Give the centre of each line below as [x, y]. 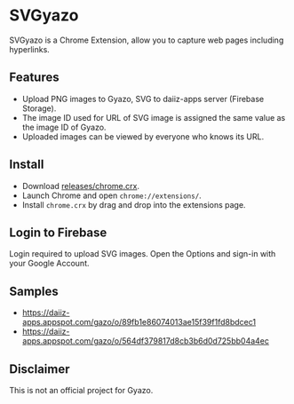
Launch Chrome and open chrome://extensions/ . [111, 195]
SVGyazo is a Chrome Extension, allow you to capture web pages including [147, 40]
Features [34, 78]
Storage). [39, 108]
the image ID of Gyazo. [64, 127]
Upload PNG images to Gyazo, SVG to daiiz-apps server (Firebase [143, 99]
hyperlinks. [30, 49]
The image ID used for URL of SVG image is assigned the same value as [154, 117]
